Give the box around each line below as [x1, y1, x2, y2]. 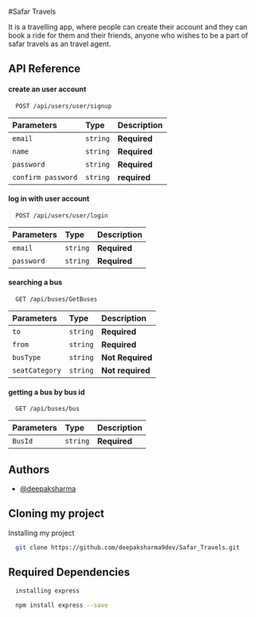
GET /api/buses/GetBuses [15, 295, 98, 303]
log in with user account [8, 194, 90, 204]
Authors [8, 463, 50, 476]
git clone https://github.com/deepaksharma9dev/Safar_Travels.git [15, 543, 240, 552]
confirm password [12, 173, 78, 182]
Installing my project [8, 528, 75, 537]
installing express [15, 587, 80, 595]
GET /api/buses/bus [15, 405, 80, 413]
